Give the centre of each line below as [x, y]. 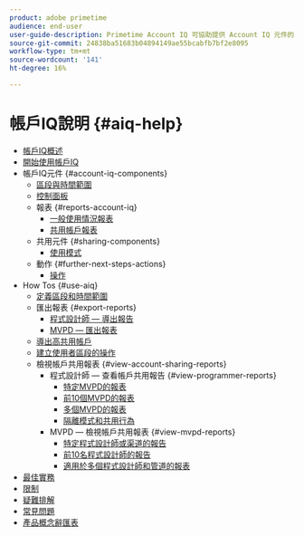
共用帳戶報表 [73, 230]
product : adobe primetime [58, 18]
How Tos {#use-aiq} [60, 285]
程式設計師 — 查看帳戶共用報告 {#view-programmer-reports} [163, 375]
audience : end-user [46, 26]
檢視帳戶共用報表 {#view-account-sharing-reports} [132, 364]
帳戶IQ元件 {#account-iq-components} [95, 173]
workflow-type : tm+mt [50, 52]
